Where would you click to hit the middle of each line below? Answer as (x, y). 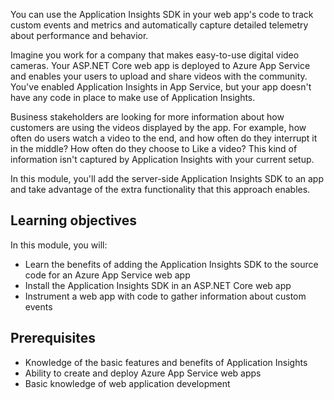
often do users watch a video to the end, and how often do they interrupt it (164, 138)
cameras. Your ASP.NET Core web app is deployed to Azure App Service (160, 65)
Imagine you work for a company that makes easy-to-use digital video (155, 55)
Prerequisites (53, 338)
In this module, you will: (59, 245)
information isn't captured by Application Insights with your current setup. (162, 159)
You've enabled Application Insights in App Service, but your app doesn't (161, 87)
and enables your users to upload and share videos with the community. (159, 76)
